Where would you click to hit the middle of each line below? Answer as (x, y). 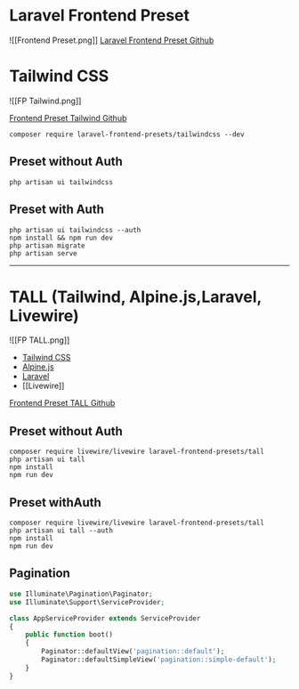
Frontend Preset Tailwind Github (68, 118)
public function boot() (69, 635)
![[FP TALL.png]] (40, 340)
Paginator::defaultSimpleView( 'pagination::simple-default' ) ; (159, 660)
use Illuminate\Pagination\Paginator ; (81, 594)
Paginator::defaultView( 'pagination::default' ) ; (133, 652)
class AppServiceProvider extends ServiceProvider (105, 618)
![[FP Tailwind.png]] (45, 101)
